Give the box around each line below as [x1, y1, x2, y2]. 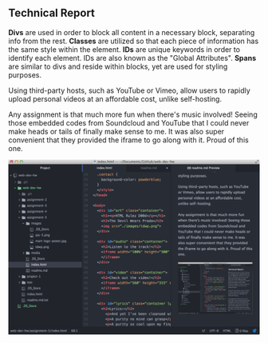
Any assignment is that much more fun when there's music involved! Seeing [8, 110, 258, 119]
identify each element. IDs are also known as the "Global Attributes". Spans [8, 53, 257, 62]
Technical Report [8, 6, 96, 20]
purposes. [8, 70, 42, 79]
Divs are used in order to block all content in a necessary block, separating [8, 27, 255, 37]
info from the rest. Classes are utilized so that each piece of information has [8, 36, 259, 46]
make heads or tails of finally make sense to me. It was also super [8, 126, 225, 136]
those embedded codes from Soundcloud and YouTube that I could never [8, 118, 250, 127]
